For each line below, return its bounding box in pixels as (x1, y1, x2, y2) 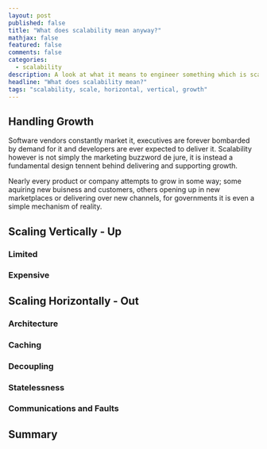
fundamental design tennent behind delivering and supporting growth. (8, 161, 238, 171)
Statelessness (8, 382, 65, 393)
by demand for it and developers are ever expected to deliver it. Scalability (8, 144, 253, 154)
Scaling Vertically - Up (8, 224, 122, 238)
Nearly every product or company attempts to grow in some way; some (8, 176, 242, 186)
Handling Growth (8, 114, 94, 128)
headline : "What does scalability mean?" (8, 78, 148, 86)
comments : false (8, 48, 62, 56)
